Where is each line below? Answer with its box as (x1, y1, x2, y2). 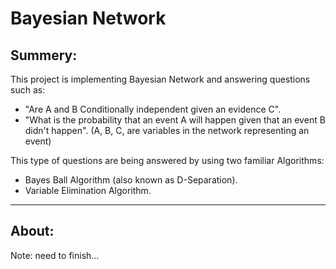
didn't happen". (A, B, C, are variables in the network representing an (24, 125, 310, 136)
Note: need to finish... (10, 249, 100, 261)
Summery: (10, 47, 78, 64)
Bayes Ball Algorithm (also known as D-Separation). (24, 174, 238, 186)
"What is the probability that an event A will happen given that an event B (24, 114, 326, 126)
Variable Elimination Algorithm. (24, 185, 152, 196)
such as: (10, 84, 46, 96)
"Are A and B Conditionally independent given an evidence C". (24, 103, 282, 115)
